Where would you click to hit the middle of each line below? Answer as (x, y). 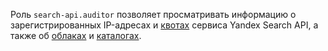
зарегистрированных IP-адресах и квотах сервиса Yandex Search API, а (164, 25)
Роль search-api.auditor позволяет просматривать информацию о (153, 14)
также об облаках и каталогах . (76, 35)
